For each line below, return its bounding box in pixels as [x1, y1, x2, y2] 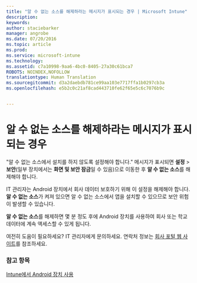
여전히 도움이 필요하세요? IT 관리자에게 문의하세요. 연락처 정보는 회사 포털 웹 [6, 232, 182, 239]
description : [6, 14, 38, 20]
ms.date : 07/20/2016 [6, 36, 57, 42]
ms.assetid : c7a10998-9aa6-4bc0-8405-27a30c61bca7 [6, 63, 133, 70]
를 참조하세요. [15, 240, 48, 247]
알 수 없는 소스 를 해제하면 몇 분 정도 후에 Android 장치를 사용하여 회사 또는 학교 [6, 213, 188, 220]
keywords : [6, 19, 31, 25]
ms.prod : [6, 47, 28, 53]
